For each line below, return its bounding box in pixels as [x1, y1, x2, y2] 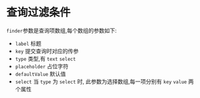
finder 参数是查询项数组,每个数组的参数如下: [6, 27, 117, 34]
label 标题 [15, 40, 41, 47]
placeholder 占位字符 [15, 62, 69, 70]
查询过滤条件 [6, 5, 71, 19]
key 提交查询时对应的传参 [15, 47, 79, 55]
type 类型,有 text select [15, 55, 76, 62]
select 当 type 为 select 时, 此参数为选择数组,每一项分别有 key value [15, 77, 187, 85]
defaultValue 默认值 [15, 70, 66, 77]
